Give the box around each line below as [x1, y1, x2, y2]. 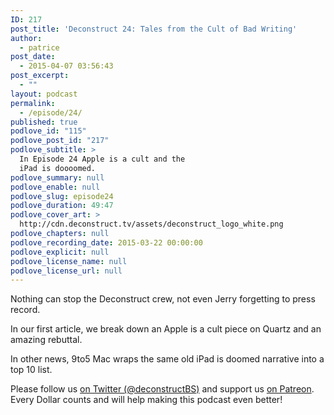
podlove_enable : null [10, 182, 101, 192]
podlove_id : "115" [10, 126, 87, 136]
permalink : [10, 98, 56, 108]
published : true [10, 117, 78, 127]
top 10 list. [10, 364, 53, 376]
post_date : [10, 52, 56, 62]
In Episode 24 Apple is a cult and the [19, 154, 186, 164]
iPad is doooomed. [19, 163, 97, 173]
